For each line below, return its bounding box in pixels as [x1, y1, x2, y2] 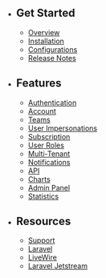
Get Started [15, 6, 75, 20]
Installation [27, 36, 64, 46]
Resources [15, 215, 71, 228]
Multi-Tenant [27, 148, 71, 159]
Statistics [27, 191, 59, 201]
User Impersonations [27, 123, 98, 133]
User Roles [27, 140, 64, 150]
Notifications [27, 157, 71, 167]
